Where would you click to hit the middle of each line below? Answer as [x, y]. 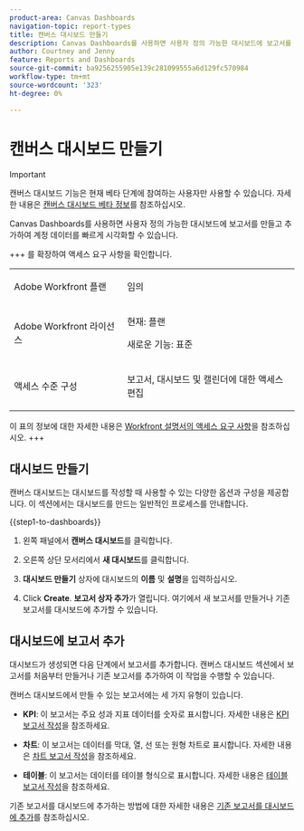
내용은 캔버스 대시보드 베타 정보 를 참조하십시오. [102, 205]
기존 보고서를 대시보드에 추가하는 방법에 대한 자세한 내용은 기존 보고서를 [136, 806]
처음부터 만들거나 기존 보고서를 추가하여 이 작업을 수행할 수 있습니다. [154, 676]
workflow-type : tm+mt [50, 77]
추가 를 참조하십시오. [54, 817]
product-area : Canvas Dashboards [72, 18]
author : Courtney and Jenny [62, 52]
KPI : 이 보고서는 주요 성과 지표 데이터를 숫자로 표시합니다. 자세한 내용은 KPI [156, 714]
